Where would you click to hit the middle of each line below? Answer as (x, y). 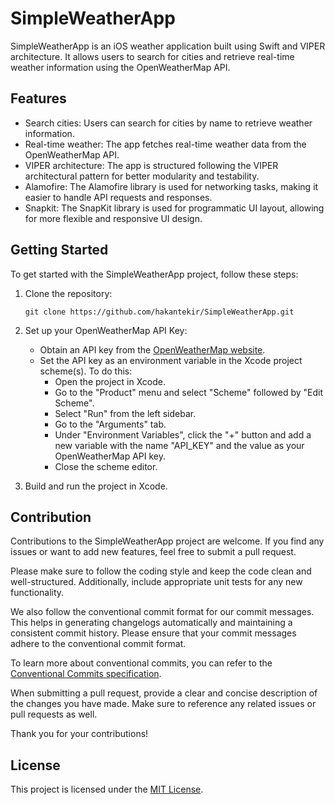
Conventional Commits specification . (86, 674)
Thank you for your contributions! (79, 734)
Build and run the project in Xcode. (96, 486)
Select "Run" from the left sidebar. (125, 413)
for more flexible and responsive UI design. (113, 218)
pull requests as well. (54, 714)
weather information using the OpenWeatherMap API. (120, 67)
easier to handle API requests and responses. (118, 197)
